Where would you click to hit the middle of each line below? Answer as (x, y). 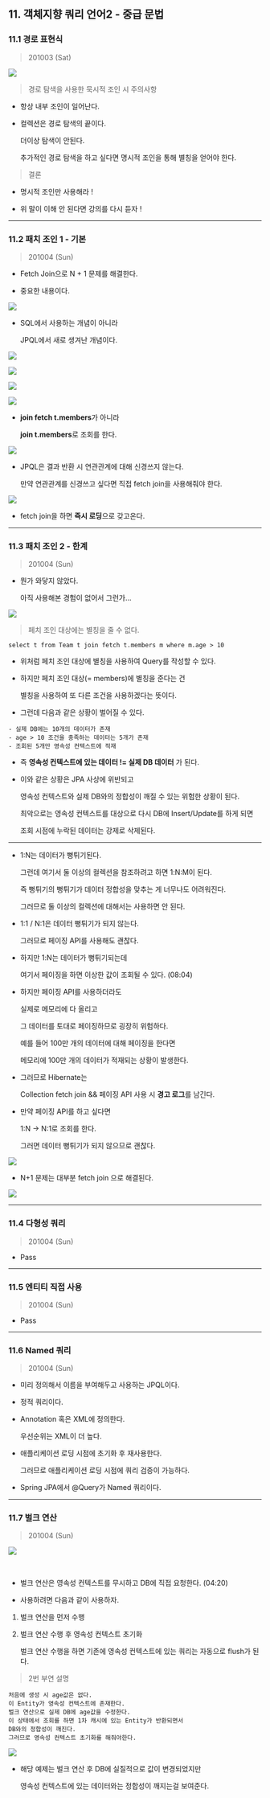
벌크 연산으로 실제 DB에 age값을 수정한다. (70, 1712)
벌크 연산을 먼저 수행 (52, 1617)
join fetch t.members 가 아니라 (70, 417)
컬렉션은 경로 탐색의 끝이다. (63, 123)
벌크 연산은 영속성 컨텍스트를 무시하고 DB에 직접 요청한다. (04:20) (124, 1583)
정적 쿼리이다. (42, 1402)
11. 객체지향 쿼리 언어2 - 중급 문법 (86, 14)
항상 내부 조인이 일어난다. (60, 106)
